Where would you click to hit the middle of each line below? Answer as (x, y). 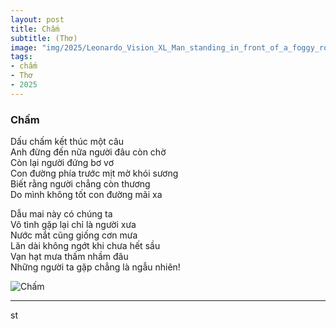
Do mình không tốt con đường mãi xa (86, 195)
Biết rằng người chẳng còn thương (80, 184)
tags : (21, 57)
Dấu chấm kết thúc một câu (67, 142)
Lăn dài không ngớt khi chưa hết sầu (85, 246)
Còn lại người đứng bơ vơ (62, 163)
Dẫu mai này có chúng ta (61, 214)
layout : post (37, 19)
